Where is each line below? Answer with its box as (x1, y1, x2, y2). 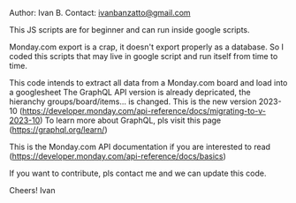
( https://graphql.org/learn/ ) (9, 124, 108, 135)
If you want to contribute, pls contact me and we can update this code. (9, 168, 267, 178)
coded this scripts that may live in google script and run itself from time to (9, 51, 278, 61)
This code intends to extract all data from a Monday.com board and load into (9, 78, 288, 87)
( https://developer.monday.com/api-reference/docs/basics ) (9, 151, 227, 162)
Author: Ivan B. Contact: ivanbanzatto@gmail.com (9, 8, 192, 18)
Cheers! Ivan (9, 185, 56, 195)
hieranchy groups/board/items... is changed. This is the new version (9, 96, 257, 107)
